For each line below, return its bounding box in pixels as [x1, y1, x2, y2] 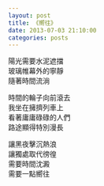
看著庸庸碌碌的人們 [8, 112, 71, 123]
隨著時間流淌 [8, 76, 50, 85]
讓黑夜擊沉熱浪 [8, 139, 57, 149]
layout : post [8, 11, 51, 20]
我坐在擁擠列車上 [8, 103, 64, 112]
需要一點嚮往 [8, 169, 50, 179]
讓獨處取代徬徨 [8, 150, 57, 159]
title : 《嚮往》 [8, 19, 57, 27]
